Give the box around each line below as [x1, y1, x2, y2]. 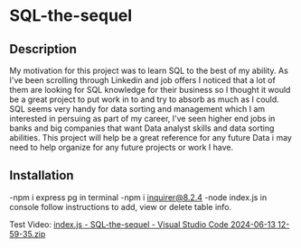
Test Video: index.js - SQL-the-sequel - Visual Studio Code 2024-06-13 [9, 218, 276, 230]
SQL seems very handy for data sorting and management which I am [9, 104, 266, 114]
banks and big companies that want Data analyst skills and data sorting [9, 123, 275, 133]
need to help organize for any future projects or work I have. [9, 142, 234, 152]
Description [9, 41, 77, 57]
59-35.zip [9, 228, 46, 239]
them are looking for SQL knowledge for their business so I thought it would [9, 85, 291, 95]
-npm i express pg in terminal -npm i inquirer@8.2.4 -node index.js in [9, 191, 268, 203]
